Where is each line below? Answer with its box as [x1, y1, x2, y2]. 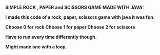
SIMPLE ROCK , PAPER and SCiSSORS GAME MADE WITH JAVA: [5, 5, 144, 10]
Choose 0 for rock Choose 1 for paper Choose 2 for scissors [5, 24, 135, 30]
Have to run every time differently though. [5, 34, 97, 40]
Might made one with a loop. [5, 44, 67, 50]
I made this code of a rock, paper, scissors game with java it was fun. [5, 14, 155, 20]
